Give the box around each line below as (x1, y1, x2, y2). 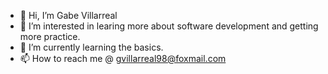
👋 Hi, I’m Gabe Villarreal (19, 10, 118, 21)
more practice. (19, 31, 81, 42)
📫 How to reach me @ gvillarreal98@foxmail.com (19, 53, 227, 64)
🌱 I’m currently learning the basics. (19, 41, 164, 53)
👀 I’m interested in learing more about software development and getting (19, 20, 319, 32)
